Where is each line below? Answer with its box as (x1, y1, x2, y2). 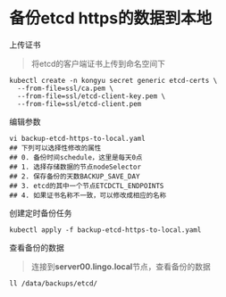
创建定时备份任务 (9, 207, 72, 219)
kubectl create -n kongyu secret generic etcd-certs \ (9, 76, 218, 85)
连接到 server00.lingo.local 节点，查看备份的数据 (30, 260, 212, 272)
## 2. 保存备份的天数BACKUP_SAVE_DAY (9, 171, 140, 181)
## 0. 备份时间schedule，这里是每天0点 (9, 153, 143, 161)
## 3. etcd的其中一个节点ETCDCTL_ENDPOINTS (9, 181, 164, 190)
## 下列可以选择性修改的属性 (9, 144, 102, 153)
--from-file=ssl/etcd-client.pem (17, 99, 142, 108)
